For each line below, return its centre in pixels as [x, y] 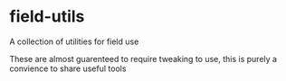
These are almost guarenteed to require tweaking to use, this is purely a [143, 58]
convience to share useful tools [68, 68]
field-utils [47, 17]
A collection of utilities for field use [74, 41]
